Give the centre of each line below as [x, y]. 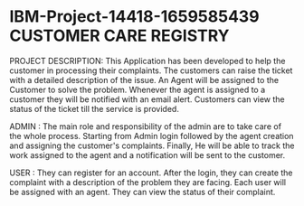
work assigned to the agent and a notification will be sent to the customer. [147, 154]
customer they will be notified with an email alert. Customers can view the [147, 99]
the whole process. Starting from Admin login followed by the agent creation [152, 136]
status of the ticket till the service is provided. [94, 108]
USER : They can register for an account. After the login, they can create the [151, 173]
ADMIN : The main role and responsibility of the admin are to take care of [146, 126]
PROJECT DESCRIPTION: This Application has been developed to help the [147, 61]
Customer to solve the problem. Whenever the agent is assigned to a [138, 89]
